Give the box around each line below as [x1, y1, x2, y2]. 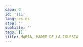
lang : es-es [5, 16, 30, 21]
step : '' [5, 21, 23, 26]
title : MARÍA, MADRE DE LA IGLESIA [5, 35, 79, 40]
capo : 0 [5, 7, 21, 12]
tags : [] [5, 30, 23, 35]
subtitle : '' [5, 25, 32, 30]
